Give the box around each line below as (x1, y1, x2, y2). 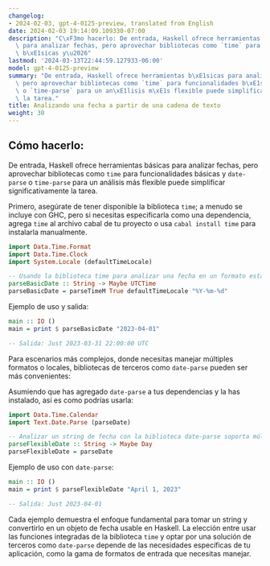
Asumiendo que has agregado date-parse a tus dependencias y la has (8, 386, 241, 396)
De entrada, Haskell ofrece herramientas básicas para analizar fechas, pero (8, 160, 259, 170)
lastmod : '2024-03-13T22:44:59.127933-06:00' (8, 57, 163, 65)
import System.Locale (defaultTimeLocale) (8, 258, 153, 266)
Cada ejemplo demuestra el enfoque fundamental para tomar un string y (8, 514, 247, 524)
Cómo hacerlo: (8, 138, 84, 153)
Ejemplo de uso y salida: (8, 302, 89, 312)
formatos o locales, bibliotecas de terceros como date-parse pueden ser (8, 362, 248, 372)
